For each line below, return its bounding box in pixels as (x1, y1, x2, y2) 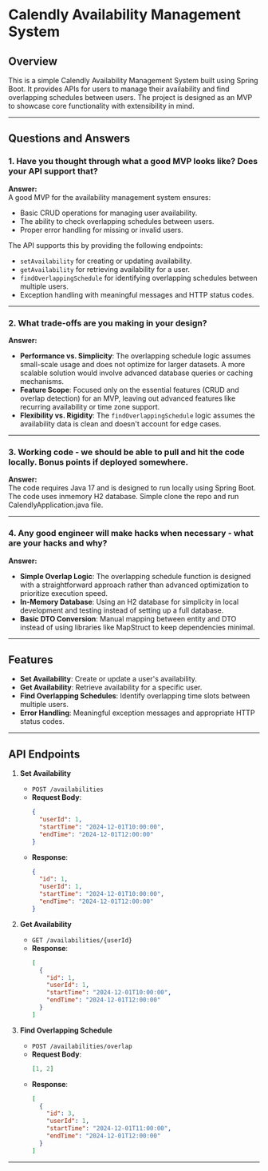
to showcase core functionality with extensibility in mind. (8, 102, 195, 110)
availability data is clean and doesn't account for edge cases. (19, 418, 222, 429)
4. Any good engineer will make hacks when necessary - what (8, 528, 254, 539)
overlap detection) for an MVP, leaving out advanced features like (19, 394, 236, 403)
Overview (8, 54, 58, 68)
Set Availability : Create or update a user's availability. (19, 674, 198, 684)
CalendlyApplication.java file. (8, 500, 104, 510)
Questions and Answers (8, 132, 131, 146)
